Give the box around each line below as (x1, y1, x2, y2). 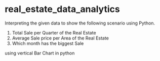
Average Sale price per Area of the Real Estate (12, 35, 109, 41)
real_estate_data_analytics (5, 3, 120, 15)
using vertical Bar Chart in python (5, 50, 75, 56)
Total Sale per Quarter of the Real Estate (12, 29, 97, 35)
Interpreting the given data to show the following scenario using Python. (5, 20, 155, 26)
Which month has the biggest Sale (12, 40, 84, 46)
